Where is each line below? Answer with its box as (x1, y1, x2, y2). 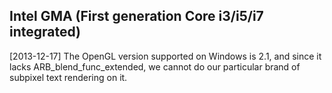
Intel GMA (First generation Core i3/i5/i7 (9, 8, 264, 25)
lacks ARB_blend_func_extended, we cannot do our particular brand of (9, 60, 301, 73)
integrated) (9, 24, 82, 41)
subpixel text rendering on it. (9, 71, 128, 83)
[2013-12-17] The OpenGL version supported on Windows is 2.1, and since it (9, 50, 322, 62)
